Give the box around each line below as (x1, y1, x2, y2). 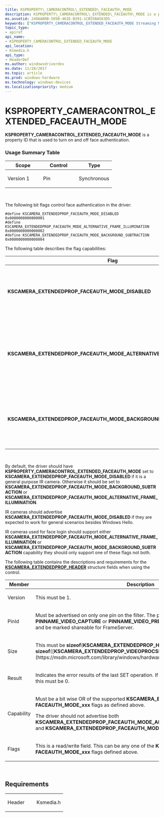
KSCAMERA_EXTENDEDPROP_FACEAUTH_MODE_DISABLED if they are (5, 514, 152, 520)
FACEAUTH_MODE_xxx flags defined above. (35, 748, 139, 755)
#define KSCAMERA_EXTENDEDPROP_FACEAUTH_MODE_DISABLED (5, 211, 119, 216)
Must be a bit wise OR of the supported (35, 695, 125, 702)
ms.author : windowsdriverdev (5, 62, 64, 66)
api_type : (5, 52, 25, 58)
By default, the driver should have (5, 463, 73, 469)
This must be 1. (35, 594, 71, 601)
